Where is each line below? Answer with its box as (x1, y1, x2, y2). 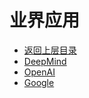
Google (23, 76, 55, 88)
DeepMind (23, 55, 67, 67)
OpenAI (23, 66, 56, 78)
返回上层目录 (23, 44, 77, 56)
